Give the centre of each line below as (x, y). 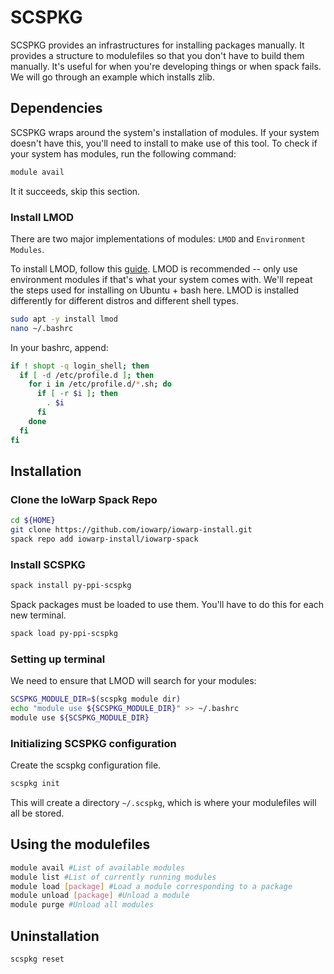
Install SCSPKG (48, 564)
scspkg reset (37, 959)
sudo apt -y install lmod (64, 319)
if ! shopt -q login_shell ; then (80, 366)
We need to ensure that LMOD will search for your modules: (133, 681)
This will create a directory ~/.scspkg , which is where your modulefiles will (163, 802)
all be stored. (37, 813)
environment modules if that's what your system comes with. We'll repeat (161, 279)
